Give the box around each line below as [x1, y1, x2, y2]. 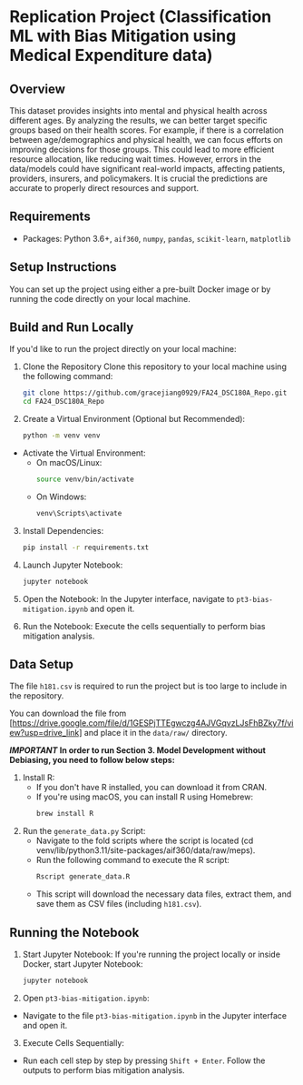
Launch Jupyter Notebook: [22, 559, 123, 570]
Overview [9, 81, 66, 96]
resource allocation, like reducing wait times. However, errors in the [9, 154, 261, 165]
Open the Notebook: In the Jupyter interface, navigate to [22, 593, 235, 604]
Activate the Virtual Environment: [22, 447, 146, 458]
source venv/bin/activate [35, 475, 134, 484]
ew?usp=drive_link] [9, 728, 83, 738]
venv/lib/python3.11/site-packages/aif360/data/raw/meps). [35, 845, 256, 856]
